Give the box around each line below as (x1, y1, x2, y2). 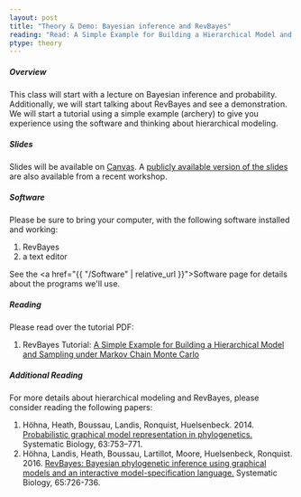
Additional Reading (9, 370, 84, 380)
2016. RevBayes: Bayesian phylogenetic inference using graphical (22, 458, 267, 469)
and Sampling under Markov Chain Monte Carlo (22, 349, 200, 360)
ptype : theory (9, 38, 63, 48)
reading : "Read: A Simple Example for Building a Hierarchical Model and (9, 30, 293, 39)
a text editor (22, 251, 68, 262)
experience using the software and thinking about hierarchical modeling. (9, 118, 278, 129)
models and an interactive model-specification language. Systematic (22, 467, 278, 479)
